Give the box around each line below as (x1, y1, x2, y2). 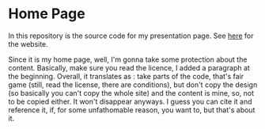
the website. (8, 39, 49, 48)
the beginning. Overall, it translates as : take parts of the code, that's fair (8, 71, 244, 81)
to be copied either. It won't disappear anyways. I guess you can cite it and (8, 97, 252, 106)
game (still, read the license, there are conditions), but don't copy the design (8, 80, 258, 89)
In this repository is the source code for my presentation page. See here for (8, 31, 255, 40)
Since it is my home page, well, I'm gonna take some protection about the (8, 55, 248, 64)
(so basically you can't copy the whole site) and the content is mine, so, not (8, 88, 255, 97)
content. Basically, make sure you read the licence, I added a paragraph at (8, 63, 251, 72)
